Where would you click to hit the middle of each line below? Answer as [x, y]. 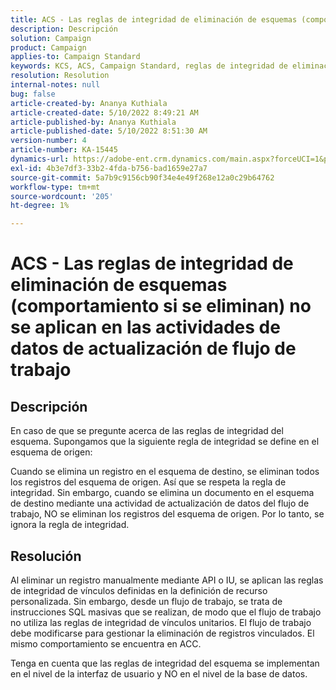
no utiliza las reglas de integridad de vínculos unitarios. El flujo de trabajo [161, 622]
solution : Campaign [51, 38]
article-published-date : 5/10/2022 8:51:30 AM [109, 131]
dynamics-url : [40, 159]
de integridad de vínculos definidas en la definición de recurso [139, 590]
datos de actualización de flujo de [153, 348]
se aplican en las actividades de [145, 327]
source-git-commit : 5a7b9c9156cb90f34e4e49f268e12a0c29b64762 [142, 177]
